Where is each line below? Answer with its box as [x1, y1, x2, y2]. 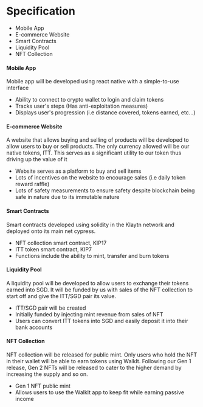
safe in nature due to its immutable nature [15, 193, 120, 201]
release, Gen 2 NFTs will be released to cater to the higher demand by [6, 364, 182, 371]
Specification [6, 4, 76, 18]
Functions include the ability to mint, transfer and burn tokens [15, 252, 170, 259]
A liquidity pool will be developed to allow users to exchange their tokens [6, 279, 189, 287]
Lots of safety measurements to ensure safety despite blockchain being [15, 187, 195, 194]
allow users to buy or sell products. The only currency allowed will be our [6, 143, 190, 150]
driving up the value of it [6, 156, 68, 163]
